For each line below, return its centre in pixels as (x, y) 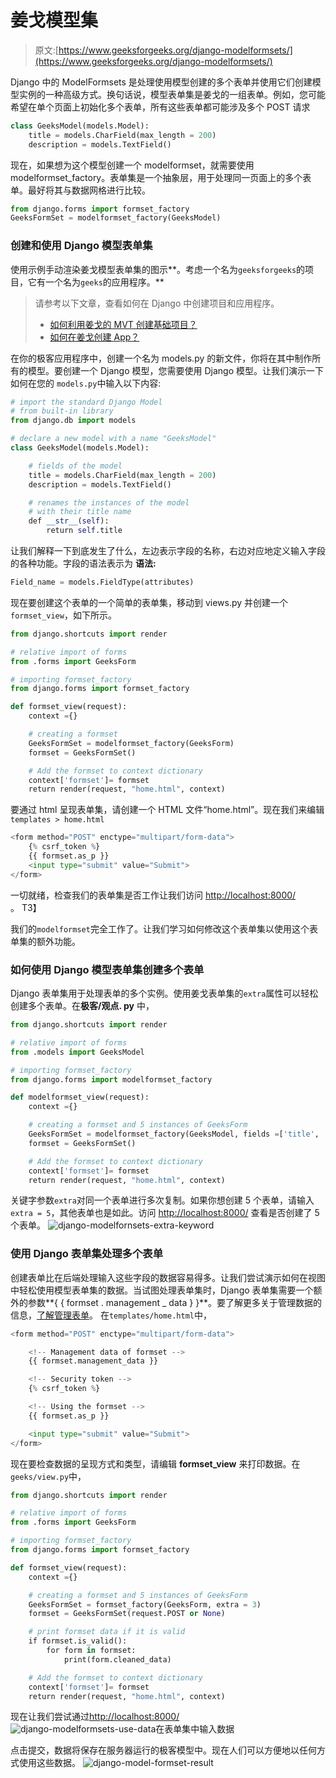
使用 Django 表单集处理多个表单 (87, 1254)
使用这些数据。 (49, 1763)
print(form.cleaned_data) (117, 1659)
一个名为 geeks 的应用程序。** (104, 282)
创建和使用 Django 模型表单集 (81, 246)
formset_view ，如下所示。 (63, 615)
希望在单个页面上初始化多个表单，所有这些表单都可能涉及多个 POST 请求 (160, 107)
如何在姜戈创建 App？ (94, 337)
